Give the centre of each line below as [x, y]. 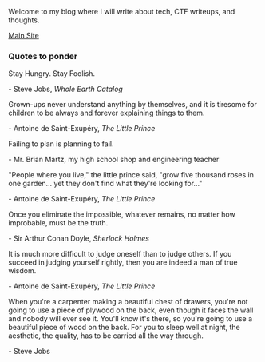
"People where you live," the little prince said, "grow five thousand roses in [131, 175]
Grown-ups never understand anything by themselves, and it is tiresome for [132, 105]
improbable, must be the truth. [58, 223]
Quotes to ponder [43, 56]
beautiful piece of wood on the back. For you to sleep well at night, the [125, 328]
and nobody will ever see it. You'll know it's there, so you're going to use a [131, 319]
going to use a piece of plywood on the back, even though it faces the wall [131, 310]
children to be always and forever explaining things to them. [107, 113]
